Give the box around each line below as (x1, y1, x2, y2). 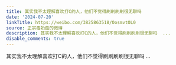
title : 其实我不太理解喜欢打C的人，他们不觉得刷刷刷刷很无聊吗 (6, 8, 142, 15)
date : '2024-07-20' (6, 14, 54, 20)
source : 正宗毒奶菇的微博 (6, 25, 63, 31)
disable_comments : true (6, 36, 65, 42)
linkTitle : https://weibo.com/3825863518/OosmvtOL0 (6, 19, 136, 25)
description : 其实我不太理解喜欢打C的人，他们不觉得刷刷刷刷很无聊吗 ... (6, 30, 171, 36)
